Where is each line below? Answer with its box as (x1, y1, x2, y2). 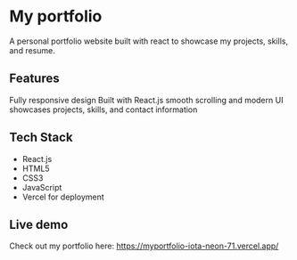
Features (9, 71, 60, 86)
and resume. (9, 45, 55, 55)
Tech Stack (9, 130, 73, 145)
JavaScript (21, 182, 62, 192)
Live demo (9, 216, 69, 232)
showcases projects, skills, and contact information (9, 104, 198, 115)
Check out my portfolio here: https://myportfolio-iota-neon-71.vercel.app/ (9, 240, 279, 251)
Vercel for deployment (21, 191, 104, 202)
